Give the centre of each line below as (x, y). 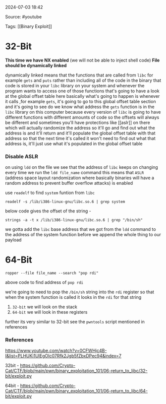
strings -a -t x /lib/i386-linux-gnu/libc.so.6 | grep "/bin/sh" (74, 220)
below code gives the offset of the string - (48, 211)
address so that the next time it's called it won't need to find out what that (81, 138)
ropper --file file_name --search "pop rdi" (52, 273)
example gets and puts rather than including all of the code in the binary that (83, 80)
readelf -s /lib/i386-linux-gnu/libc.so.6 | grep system (65, 202)
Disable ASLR (22, 156)
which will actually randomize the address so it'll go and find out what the (80, 128)
